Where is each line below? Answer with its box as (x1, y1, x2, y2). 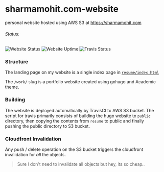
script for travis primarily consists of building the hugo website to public (5, 113, 151, 119)
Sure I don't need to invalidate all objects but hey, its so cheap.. (17, 161, 145, 167)
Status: (5, 31, 20, 37)
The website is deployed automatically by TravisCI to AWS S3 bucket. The (5, 107, 154, 113)
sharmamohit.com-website (5, 3, 119, 15)
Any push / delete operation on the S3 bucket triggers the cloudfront (5, 147, 143, 152)
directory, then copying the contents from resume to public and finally (5, 118, 144, 123)
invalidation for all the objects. (5, 152, 66, 158)
